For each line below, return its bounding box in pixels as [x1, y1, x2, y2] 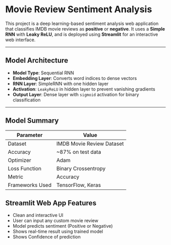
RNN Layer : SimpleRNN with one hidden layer [12, 80, 109, 87]
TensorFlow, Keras [56, 181, 101, 188]
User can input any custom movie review [12, 217, 98, 224]
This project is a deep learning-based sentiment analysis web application [5, 20, 159, 26]
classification [12, 97, 41, 103]
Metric [8, 173, 24, 180]
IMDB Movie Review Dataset [56, 140, 124, 147]
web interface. [5, 37, 36, 43]
